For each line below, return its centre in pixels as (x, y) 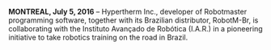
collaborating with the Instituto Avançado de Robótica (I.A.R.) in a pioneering (135, 29)
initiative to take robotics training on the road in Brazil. (98, 37)
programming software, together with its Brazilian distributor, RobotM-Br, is (133, 20)
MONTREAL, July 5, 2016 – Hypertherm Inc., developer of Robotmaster (128, 12)
